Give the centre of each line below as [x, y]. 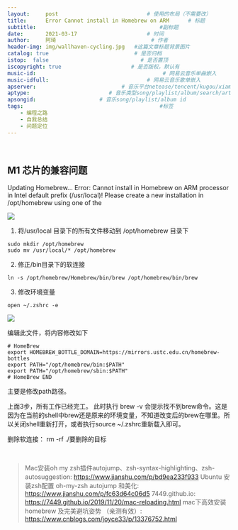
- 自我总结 [34, 119]
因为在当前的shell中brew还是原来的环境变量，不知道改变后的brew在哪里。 [116, 415]
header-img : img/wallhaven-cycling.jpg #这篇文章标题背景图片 [99, 47]
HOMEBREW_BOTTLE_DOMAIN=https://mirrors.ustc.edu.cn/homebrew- [125, 353]
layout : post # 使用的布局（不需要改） [109, 14]
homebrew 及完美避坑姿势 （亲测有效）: [83, 511]
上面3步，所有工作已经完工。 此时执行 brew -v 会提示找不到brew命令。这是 [118, 407]
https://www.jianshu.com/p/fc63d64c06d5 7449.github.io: [110, 494]
